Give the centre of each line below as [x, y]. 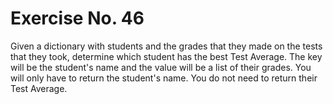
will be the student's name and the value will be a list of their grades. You [161, 67]
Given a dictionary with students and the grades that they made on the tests [166, 46]
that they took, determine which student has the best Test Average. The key [166, 56]
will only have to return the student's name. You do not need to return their [164, 78]
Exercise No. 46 [77, 18]
